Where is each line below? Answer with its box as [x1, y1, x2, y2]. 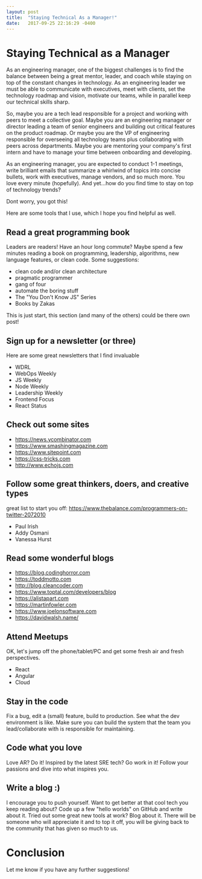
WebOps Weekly [14, 370, 57, 377]
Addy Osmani [14, 529, 49, 536]
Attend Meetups [6, 631, 69, 642]
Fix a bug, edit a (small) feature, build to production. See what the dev [6, 713, 180, 719]
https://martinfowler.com [14, 601, 77, 608]
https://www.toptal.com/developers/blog [14, 588, 116, 596]
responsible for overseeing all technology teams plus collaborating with [6, 136, 184, 143]
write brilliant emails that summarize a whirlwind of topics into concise [6, 167, 181, 174]
